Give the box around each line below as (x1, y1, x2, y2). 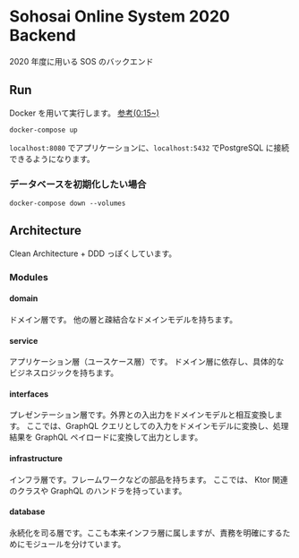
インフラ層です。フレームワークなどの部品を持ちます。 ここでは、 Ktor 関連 (9, 474, 288, 485)
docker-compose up (9, 125, 78, 134)
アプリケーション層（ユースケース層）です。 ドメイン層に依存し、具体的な (9, 356, 285, 367)
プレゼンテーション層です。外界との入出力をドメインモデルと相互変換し (9, 409, 276, 420)
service (9, 335, 38, 346)
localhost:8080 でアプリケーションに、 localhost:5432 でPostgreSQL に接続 (9, 142, 290, 153)
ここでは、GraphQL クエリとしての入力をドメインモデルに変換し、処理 (26, 421, 289, 432)
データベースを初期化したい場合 (9, 177, 147, 190)
